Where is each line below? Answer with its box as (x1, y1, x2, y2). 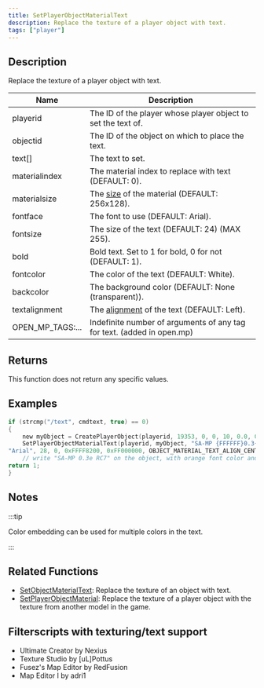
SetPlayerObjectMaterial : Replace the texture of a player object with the (19, 594, 251, 603)
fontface (12, 211, 43, 222)
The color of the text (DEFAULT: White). (89, 269, 236, 280)
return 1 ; (8, 462, 41, 470)
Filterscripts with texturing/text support (8, 625, 208, 639)
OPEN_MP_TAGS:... (12, 322, 82, 333)
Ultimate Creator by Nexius (19, 646, 108, 656)
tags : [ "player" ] (8, 26, 65, 34)
